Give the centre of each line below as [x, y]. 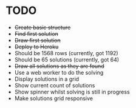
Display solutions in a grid [47, 79]
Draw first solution [38, 40]
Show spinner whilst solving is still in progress [72, 92]
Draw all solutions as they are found [59, 66]
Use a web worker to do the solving [59, 72]
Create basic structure [42, 27]
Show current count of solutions [55, 85]
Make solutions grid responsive [54, 98]
